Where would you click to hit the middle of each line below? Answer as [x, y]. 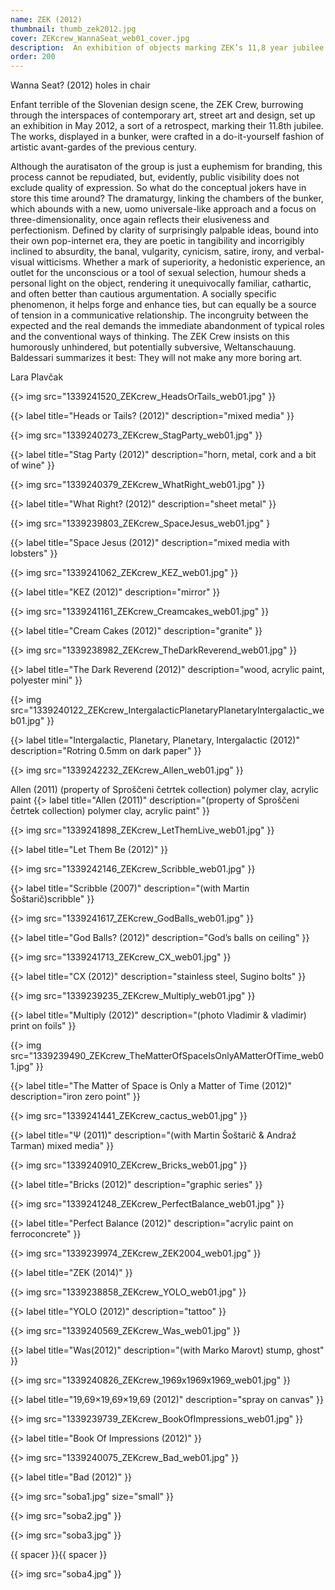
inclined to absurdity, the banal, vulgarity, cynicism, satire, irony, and [151, 252]
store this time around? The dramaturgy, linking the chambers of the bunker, [167, 198]
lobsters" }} [34, 553]
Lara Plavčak [37, 377]
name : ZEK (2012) [46, 19]
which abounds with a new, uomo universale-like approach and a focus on [163, 209]
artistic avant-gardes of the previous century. [103, 147]
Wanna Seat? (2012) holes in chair [80, 85]
